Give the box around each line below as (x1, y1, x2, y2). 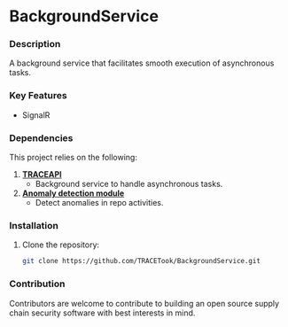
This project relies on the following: (9, 152, 137, 163)
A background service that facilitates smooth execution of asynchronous (9, 58, 275, 68)
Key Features (9, 90, 68, 102)
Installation (9, 220, 59, 231)
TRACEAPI (21, 169, 62, 180)
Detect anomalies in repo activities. (35, 198, 164, 208)
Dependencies (9, 131, 74, 144)
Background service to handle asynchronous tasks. (35, 179, 223, 190)
